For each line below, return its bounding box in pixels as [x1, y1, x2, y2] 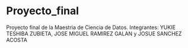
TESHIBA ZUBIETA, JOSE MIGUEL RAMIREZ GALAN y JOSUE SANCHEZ [6, 30, 182, 37]
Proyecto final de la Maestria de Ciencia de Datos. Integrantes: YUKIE [6, 24, 176, 31]
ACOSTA [6, 36, 28, 43]
